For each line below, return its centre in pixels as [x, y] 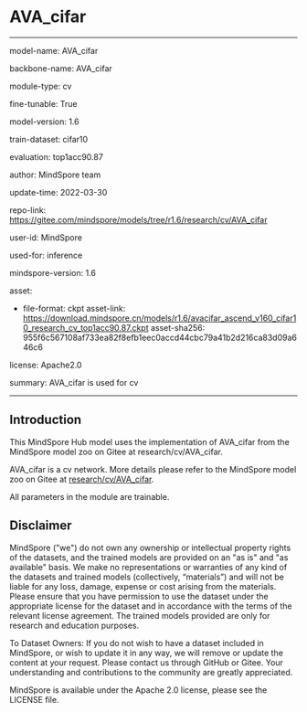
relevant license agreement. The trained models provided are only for [140, 615]
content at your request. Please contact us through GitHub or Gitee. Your [146, 662]
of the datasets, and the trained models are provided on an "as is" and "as [149, 557]
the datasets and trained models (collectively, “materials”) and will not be [147, 577]
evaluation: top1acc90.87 [56, 156]
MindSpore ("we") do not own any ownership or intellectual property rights [150, 547]
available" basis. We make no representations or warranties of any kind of [148, 567]
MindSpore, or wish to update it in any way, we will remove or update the [146, 653]
